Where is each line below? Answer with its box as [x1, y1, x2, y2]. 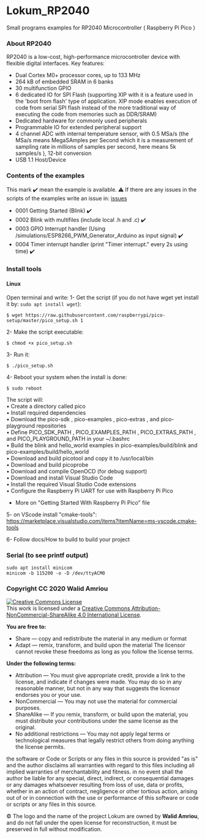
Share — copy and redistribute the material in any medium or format [15, 635, 187, 642]
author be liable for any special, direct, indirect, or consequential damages [6, 775, 194, 782]
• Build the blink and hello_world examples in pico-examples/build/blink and [6, 442, 198, 449]
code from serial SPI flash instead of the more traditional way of [15, 104, 176, 111]
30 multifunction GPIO [15, 85, 72, 92]
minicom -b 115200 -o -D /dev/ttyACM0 [6, 570, 105, 576]
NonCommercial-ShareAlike [6, 611, 76, 619]
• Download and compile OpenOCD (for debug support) [6, 467, 147, 475]
